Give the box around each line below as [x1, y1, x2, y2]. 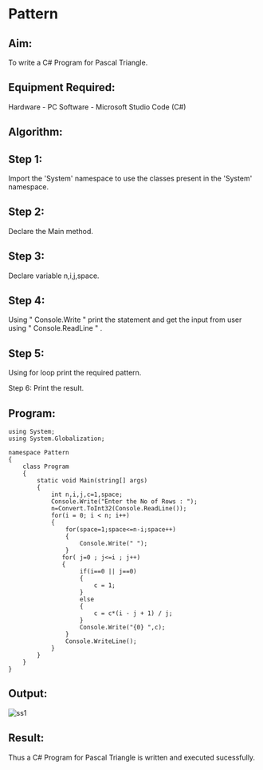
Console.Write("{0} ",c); [79, 624, 166, 632]
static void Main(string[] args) [37, 477, 148, 485]
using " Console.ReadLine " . [8, 323, 103, 333]
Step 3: [8, 249, 45, 264]
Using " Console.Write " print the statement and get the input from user [8, 315, 242, 324]
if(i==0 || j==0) [79, 568, 137, 576]
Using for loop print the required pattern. [8, 368, 142, 378]
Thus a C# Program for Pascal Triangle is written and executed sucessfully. [8, 752, 256, 762]
